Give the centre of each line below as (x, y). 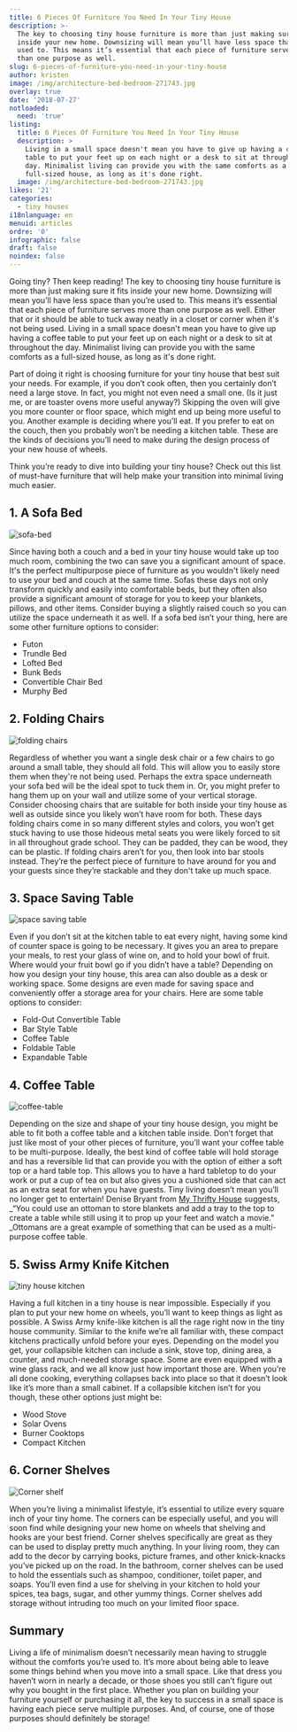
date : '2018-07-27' (45, 100)
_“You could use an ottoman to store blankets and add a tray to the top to (142, 1208)
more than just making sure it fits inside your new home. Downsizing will (141, 291)
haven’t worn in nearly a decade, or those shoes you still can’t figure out (141, 1681)
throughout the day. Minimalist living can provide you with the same (132, 347)
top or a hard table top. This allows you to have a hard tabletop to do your (143, 1171)
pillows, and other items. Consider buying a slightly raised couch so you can (148, 608)
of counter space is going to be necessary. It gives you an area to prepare (144, 946)
